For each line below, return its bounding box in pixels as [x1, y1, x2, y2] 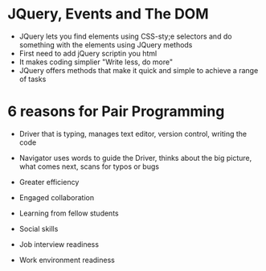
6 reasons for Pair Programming [7, 102, 225, 121]
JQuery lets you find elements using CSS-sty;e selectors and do [18, 31, 232, 41]
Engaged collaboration [18, 192, 94, 202]
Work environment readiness [18, 255, 116, 265]
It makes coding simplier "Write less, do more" [18, 57, 174, 67]
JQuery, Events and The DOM [7, 5, 210, 23]
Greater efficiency [18, 177, 80, 187]
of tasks [18, 74, 47, 84]
